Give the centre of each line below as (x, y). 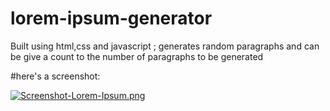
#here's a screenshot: (55, 76)
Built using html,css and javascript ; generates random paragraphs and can (165, 46)
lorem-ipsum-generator (111, 18)
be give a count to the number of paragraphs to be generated (137, 56)
